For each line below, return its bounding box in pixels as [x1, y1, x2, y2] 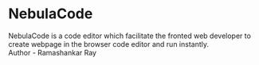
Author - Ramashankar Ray [8, 48, 97, 57]
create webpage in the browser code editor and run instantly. [8, 39, 210, 48]
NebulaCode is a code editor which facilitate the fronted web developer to [8, 31, 251, 40]
